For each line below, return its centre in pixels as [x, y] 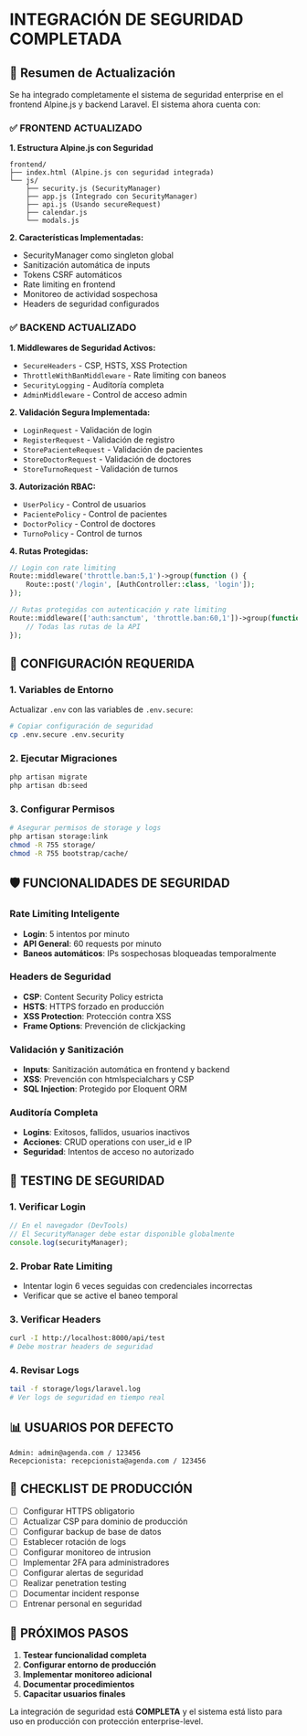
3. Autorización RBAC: [53, 486]
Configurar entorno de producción [90, 1665]
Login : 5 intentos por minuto [76, 933]
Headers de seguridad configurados [91, 304]
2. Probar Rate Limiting [61, 1266]
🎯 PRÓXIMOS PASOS [69, 1633]
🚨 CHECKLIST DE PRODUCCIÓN [101, 1489]
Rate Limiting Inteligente [65, 914]
